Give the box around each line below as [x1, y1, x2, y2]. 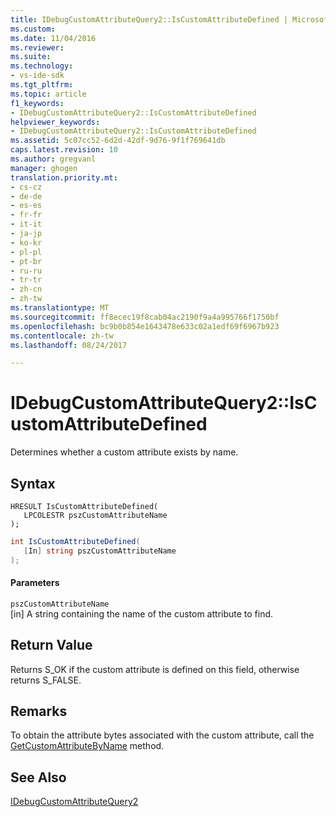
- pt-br [10, 256, 43, 266]
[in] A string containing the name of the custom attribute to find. [10, 607, 274, 620]
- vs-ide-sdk [10, 71, 65, 81]
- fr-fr [10, 210, 43, 220]
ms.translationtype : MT [10, 303, 110, 313]
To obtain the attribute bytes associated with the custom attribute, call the [10, 729, 315, 741]
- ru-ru [10, 266, 43, 276]
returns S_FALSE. [10, 674, 82, 686]
